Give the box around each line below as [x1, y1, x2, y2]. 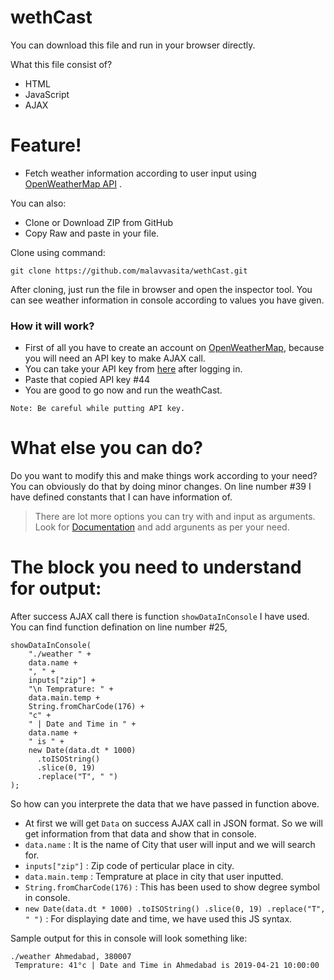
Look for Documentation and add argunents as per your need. [34, 521, 290, 533]
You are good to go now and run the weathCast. [24, 384, 223, 396]
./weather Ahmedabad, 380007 [10, 952, 132, 962]
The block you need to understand [10, 556, 302, 579]
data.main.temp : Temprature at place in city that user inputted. [24, 871, 284, 883]
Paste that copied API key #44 [24, 374, 151, 386]
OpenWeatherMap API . [24, 177, 122, 190]
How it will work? [10, 319, 95, 333]
